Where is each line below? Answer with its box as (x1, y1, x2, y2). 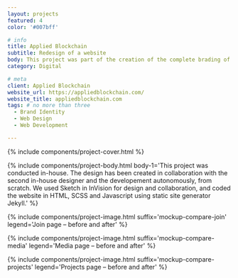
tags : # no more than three (7, 102, 91, 109)
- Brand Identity (13, 109, 65, 116)
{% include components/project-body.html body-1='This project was (7, 161, 208, 169)
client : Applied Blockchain (7, 82, 91, 89)
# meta (7, 75, 27, 82)
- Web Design (13, 115, 53, 123)
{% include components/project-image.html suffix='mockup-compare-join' (7, 212, 227, 221)
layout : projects (7, 10, 59, 18)
